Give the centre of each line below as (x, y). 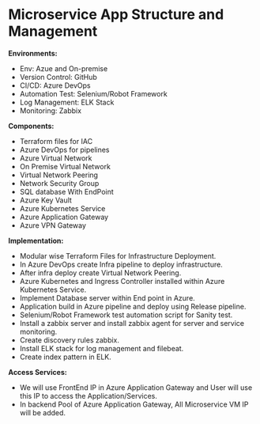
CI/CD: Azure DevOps (55, 85)
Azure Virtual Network (56, 158)
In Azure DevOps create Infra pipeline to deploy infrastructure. (121, 264)
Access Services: (38, 372)
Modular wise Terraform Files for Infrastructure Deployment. (118, 256)
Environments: (33, 53)
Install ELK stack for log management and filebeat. (102, 348)
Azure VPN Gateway (53, 225)
